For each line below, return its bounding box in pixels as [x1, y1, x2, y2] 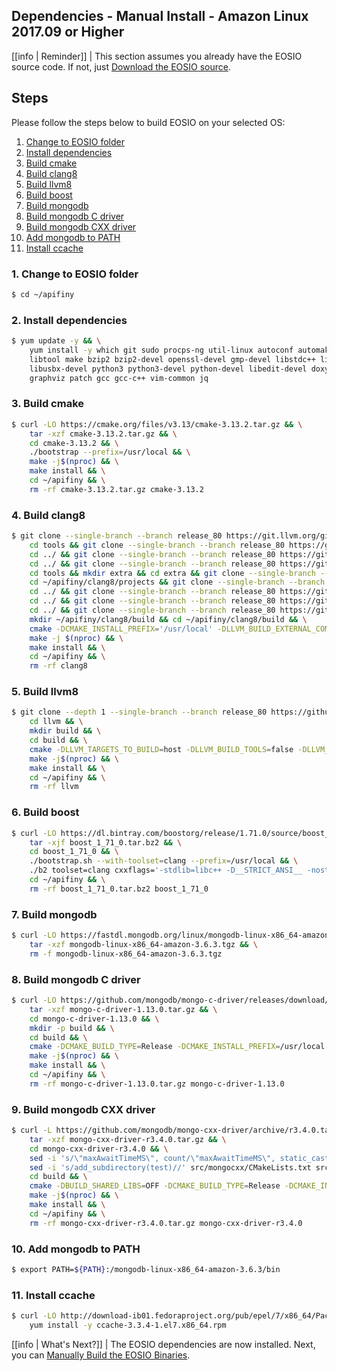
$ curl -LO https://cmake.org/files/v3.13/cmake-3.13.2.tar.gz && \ [11, 419, 303, 429]
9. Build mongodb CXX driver [11, 1102, 156, 1116]
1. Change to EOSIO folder [11, 267, 139, 281]
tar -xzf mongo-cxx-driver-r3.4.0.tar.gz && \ [29, 1134, 227, 1144]
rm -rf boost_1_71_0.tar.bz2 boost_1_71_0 [29, 884, 209, 894]
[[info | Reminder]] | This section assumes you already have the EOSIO [11, 50, 303, 62]
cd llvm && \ [29, 717, 84, 727]
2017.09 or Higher [11, 24, 125, 41]
